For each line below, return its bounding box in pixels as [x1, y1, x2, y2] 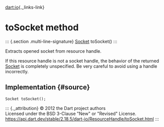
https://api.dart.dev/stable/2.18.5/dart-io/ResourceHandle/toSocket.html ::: [5, 115, 159, 122]
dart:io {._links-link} [5, 5, 45, 10]
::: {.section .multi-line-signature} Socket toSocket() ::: [5, 38, 117, 44]
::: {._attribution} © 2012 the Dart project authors [5, 105, 106, 111]
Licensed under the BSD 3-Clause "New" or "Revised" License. [5, 110, 137, 116]
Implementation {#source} [5, 83, 91, 92]
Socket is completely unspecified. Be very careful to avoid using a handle [5, 63, 157, 69]
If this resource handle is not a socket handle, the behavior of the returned [5, 58, 159, 64]
